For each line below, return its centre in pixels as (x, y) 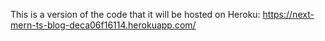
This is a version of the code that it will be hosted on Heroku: (135, 14)
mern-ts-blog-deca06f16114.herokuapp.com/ (103, 25)
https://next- (288, 14)
